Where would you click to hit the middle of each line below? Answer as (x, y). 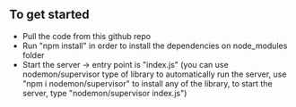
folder (33, 55)
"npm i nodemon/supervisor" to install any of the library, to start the (147, 83)
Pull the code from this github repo (86, 36)
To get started (49, 15)
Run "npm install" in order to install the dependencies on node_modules (155, 45)
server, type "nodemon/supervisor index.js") (104, 93)
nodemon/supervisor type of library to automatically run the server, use (154, 74)
